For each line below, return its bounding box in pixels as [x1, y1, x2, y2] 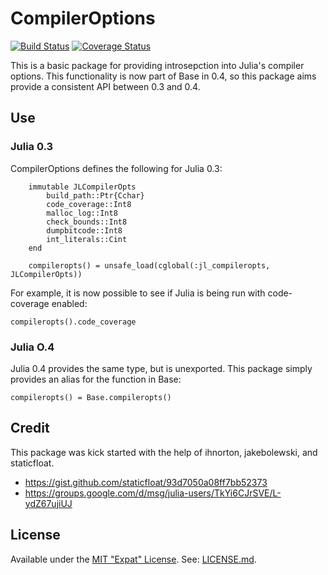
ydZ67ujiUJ [24, 497, 73, 509]
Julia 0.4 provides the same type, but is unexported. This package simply [10, 362, 313, 374]
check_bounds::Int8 [46, 217, 128, 227]
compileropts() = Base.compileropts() [10, 392, 172, 402]
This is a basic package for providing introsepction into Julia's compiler [10, 59, 305, 71]
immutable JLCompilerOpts [28, 182, 137, 192]
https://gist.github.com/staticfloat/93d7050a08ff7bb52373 [24, 476, 268, 488]
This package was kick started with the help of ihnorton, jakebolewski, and [10, 446, 318, 458]
